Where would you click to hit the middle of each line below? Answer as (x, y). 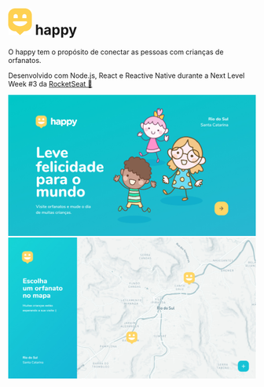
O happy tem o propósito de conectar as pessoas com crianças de (116, 52)
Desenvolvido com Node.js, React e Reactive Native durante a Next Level (126, 76)
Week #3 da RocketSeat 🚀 (50, 83)
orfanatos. (25, 60)
